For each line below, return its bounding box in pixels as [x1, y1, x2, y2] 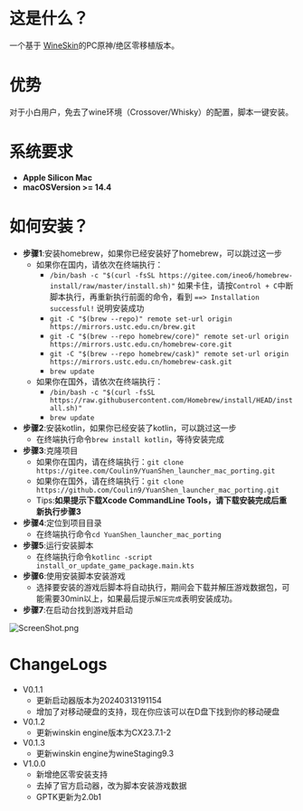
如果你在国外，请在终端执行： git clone [35, 476, 185, 486]
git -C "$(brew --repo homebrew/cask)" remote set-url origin [49, 349, 289, 358]
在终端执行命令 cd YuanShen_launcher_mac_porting [35, 528, 222, 539]
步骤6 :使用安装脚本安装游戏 [22, 571, 126, 581]
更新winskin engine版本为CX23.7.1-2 [35, 727, 172, 738]
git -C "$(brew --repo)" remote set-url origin [49, 314, 232, 324]
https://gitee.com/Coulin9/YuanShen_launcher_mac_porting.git [35, 467, 276, 476]
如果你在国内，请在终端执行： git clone [35, 456, 185, 467]
